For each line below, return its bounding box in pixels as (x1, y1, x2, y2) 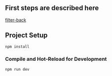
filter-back (5, 17, 27, 23)
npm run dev (5, 67, 29, 72)
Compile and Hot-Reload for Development (5, 56, 107, 63)
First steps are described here (5, 4, 99, 12)
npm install (5, 44, 29, 49)
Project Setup (5, 31, 48, 40)
